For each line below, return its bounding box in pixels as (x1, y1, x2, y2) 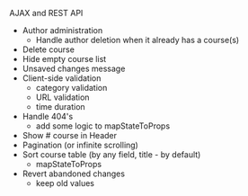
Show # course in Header (22, 130, 117, 140)
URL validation (35, 92, 90, 102)
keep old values (35, 178, 94, 188)
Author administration (22, 25, 103, 35)
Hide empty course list (22, 54, 107, 64)
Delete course (22, 44, 75, 55)
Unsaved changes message (22, 63, 126, 74)
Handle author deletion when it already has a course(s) (35, 35, 240, 45)
